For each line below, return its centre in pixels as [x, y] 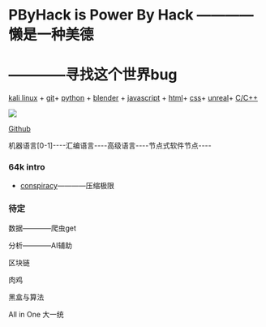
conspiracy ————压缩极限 [67, 186]
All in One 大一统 [36, 314]
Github [19, 129]
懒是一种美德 [51, 35]
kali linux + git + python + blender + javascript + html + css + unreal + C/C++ [133, 98]
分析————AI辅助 [41, 245]
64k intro [27, 167]
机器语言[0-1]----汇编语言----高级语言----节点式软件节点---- [110, 146]
